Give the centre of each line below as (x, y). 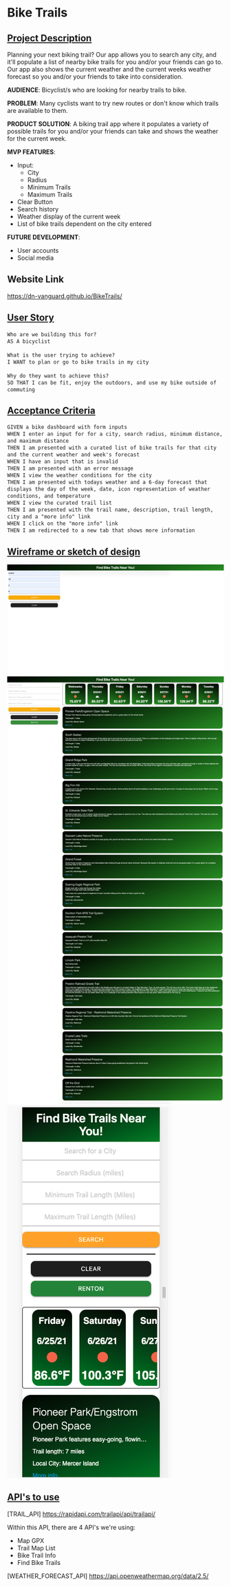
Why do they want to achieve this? (58, 376)
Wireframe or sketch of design (74, 551)
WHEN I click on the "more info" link (63, 524)
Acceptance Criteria (51, 411)
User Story (31, 318)
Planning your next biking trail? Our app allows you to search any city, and (112, 54)
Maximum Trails (50, 195)
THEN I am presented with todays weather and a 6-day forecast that (107, 483)
